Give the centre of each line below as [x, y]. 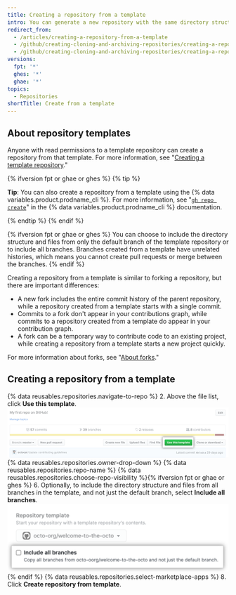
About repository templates [69, 133]
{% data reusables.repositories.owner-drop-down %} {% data [97, 463]
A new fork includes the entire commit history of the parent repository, [119, 299]
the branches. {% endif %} [46, 264]
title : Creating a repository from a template [77, 15]
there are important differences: [53, 285]
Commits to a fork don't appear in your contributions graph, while [112, 313]
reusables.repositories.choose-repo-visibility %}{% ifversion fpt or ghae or [116, 478]
